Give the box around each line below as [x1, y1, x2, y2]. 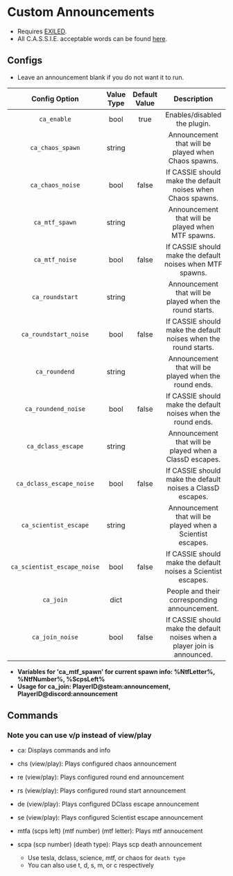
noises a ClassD [167, 483, 220, 493]
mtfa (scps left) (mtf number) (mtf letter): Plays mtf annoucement [17, 827, 203, 835]
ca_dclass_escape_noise [16, 480, 95, 487]
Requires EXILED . [17, 27, 67, 35]
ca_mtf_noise [33, 255, 77, 264]
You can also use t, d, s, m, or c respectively [27, 861, 155, 870]
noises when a [169, 632, 217, 642]
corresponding [169, 595, 218, 605]
